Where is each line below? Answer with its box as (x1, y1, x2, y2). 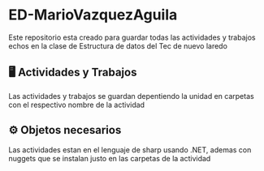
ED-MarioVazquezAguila (8, 6, 178, 24)
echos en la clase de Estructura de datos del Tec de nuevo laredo (8, 41, 227, 50)
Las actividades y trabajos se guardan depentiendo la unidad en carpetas (8, 91, 254, 100)
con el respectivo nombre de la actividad (8, 100, 145, 109)
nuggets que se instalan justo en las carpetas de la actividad (8, 153, 211, 163)
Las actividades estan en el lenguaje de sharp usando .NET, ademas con (8, 144, 252, 155)
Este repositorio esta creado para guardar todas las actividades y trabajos (8, 32, 256, 42)
